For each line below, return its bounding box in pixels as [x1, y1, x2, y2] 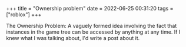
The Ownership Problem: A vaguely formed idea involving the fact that [6, 23, 177, 29]
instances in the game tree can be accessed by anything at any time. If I [6, 28, 181, 35]
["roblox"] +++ [6, 11, 42, 18]
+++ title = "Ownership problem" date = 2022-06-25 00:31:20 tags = [6, 5, 174, 12]
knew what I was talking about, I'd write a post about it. [6, 35, 140, 41]
